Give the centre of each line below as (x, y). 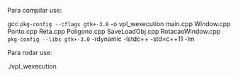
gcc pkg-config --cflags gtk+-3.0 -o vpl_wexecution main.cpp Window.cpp (119, 24)
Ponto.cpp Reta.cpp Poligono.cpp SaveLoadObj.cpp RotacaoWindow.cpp (114, 31)
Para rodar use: (30, 53)
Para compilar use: (35, 10)
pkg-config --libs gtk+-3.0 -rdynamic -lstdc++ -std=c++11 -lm (101, 39)
